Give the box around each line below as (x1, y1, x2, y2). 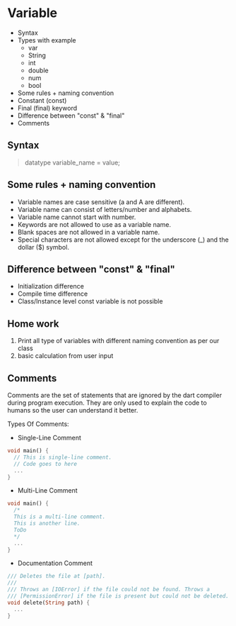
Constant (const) (17, 96, 67, 104)
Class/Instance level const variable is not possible (17, 297, 163, 306)
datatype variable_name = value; (24, 158, 120, 167)
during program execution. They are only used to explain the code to (7, 398, 207, 407)
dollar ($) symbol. (17, 242, 69, 251)
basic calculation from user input (17, 352, 114, 360)
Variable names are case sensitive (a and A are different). (17, 197, 185, 206)
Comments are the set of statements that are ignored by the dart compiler (7, 391, 223, 399)
